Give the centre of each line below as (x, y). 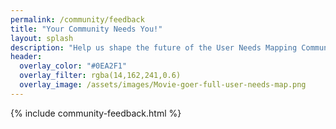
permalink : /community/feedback (77, 19)
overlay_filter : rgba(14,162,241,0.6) (100, 76)
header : (26, 57)
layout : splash (42, 38)
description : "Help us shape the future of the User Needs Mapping (154, 47)
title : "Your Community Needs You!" (86, 29)
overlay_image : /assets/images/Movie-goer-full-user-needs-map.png (163, 85)
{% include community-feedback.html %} (96, 113)
